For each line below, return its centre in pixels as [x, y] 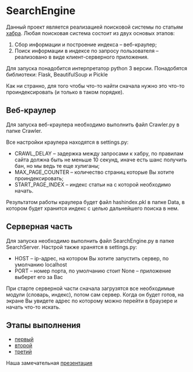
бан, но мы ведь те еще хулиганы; [57, 166]
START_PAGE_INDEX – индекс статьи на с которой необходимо [93, 184]
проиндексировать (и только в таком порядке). [65, 92]
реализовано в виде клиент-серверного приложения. [81, 57]
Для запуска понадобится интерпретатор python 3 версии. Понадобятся [97, 68]
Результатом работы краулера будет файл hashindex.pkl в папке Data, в [95, 202]
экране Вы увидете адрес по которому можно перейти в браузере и [92, 301]
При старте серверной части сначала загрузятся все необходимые [90, 288]
